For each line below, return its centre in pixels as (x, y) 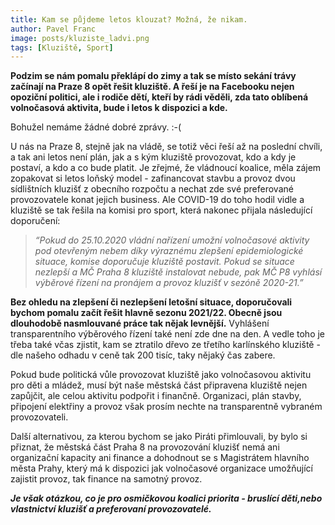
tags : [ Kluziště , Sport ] (62, 47)
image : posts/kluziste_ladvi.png (80, 38)
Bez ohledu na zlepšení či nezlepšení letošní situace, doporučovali (151, 302)
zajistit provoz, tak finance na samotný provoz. (106, 479)
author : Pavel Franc (53, 29)
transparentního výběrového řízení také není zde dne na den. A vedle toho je (168, 334)
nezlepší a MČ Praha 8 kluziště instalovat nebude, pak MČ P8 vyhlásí (178, 272)
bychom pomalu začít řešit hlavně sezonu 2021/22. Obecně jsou (146, 313)
